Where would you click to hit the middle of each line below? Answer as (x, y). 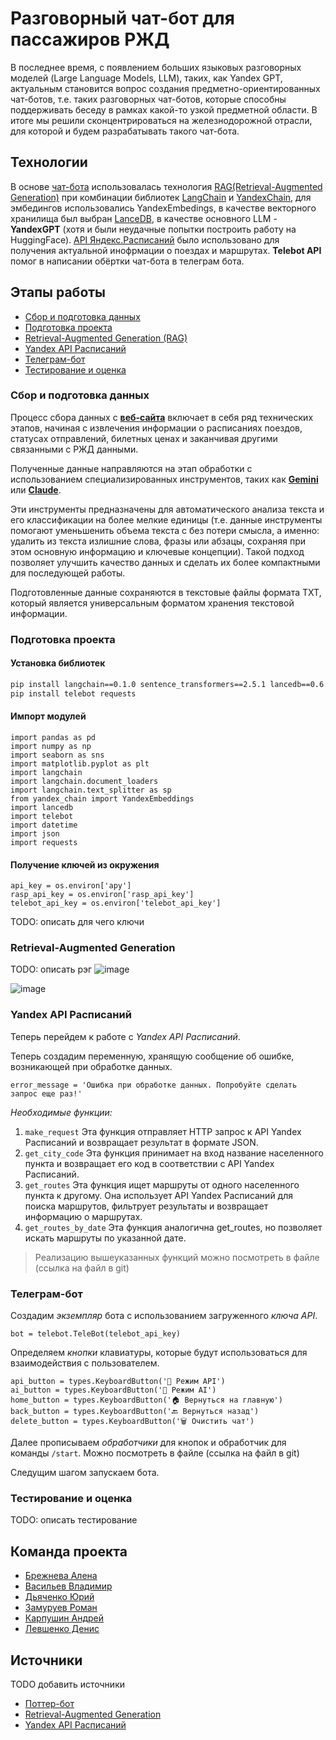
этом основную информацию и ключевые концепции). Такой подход (157, 551)
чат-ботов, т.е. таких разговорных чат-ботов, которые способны (148, 99)
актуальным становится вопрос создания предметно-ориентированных (165, 88)
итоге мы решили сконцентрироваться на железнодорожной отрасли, (161, 120)
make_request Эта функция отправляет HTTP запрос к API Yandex (163, 1131)
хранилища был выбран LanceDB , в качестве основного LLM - (144, 218)
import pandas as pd (53, 737)
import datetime (44, 825)
